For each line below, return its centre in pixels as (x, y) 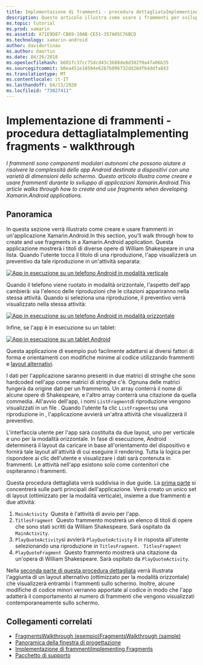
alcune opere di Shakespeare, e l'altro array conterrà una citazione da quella (101, 395)
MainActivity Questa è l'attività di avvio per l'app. (77, 514)
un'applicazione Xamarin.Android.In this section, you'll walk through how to (100, 235)
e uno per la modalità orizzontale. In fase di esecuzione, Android (86, 438)
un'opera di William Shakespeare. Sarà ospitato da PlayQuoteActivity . (102, 558)
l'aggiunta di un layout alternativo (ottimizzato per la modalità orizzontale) (98, 577)
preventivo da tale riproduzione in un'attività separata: (73, 261)
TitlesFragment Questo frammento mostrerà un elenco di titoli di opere (104, 520)
